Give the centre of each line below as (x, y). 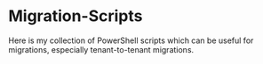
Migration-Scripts (76, 16)
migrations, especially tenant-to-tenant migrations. (101, 49)
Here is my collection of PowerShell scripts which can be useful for (131, 40)
